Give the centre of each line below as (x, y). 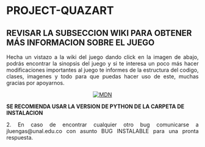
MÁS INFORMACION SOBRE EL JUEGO (81, 42)
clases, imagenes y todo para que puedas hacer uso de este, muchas (103, 76)
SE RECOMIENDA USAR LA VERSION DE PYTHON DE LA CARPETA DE (95, 106)
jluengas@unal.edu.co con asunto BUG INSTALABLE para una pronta (103, 131)
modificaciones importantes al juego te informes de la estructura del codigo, (103, 70)
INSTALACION (25, 113)
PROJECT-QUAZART (60, 11)
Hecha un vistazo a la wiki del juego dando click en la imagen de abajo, (103, 57)
